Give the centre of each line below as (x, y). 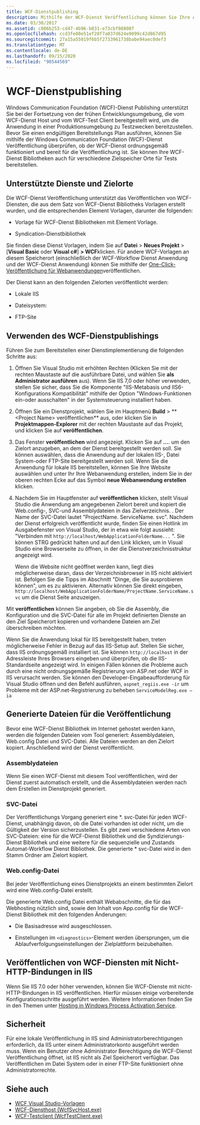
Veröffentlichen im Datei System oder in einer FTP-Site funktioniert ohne (95, 1064)
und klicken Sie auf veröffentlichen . (59, 431)
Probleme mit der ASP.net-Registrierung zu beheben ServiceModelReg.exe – (99, 690)
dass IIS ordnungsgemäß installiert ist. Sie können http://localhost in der (97, 652)
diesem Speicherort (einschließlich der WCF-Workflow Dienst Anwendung (97, 258)
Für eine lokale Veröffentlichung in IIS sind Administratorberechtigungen (95, 1038)
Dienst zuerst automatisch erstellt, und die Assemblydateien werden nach (96, 782)
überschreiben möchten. (36, 628)
